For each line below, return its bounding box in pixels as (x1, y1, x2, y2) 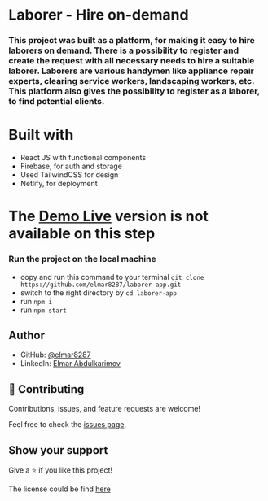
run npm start (20, 305, 67, 315)
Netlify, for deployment (20, 179, 98, 189)
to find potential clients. (8, 96, 105, 107)
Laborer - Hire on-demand (8, 6, 189, 24)
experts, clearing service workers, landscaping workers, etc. (8, 76, 255, 87)
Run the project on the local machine (8, 254, 156, 265)
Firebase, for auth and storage (20, 161, 122, 172)
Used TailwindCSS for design (20, 170, 119, 180)
